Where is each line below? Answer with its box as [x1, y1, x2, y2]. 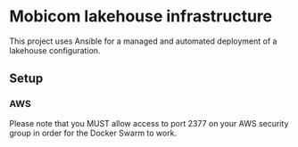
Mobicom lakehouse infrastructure [9, 6, 273, 27]
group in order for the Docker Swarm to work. [9, 127, 177, 138]
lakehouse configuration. [9, 45, 101, 55]
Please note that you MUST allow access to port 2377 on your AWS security [9, 118, 289, 128]
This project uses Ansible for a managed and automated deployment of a [9, 36, 277, 46]
